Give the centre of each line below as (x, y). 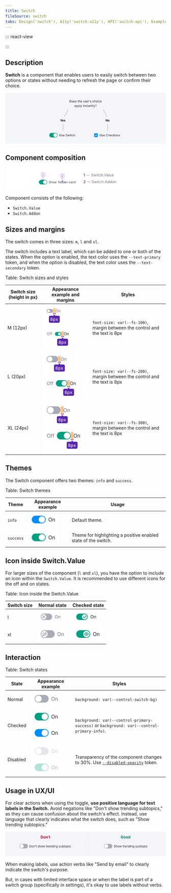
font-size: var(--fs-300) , (120, 423)
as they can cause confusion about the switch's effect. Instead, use (76, 814)
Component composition (46, 157)
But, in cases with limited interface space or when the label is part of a (79, 879)
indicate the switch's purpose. (37, 870)
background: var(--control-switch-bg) (116, 700)
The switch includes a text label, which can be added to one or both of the (83, 252)
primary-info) (90, 731)
